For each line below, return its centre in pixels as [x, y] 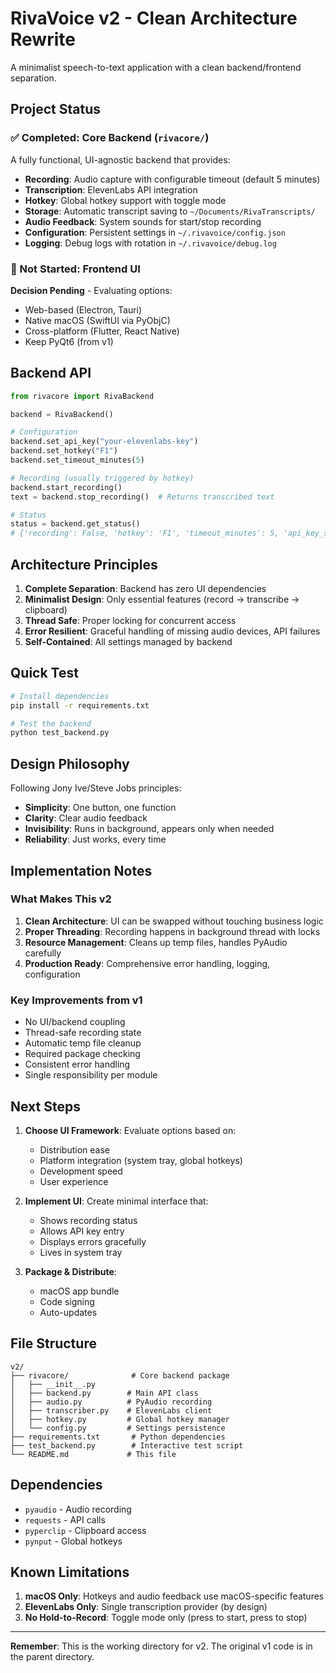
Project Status [56, 109]
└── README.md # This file [93, 1454]
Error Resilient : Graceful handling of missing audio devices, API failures [172, 631]
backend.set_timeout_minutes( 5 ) [77, 460]
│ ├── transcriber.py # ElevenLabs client [111, 1410]
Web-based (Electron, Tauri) [83, 309]
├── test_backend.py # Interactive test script [127, 1445]
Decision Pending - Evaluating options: [91, 290]
